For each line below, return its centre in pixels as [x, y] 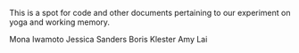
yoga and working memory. [59, 22]
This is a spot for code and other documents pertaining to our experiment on [150, 13]
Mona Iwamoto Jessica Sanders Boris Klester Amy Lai [108, 39]
